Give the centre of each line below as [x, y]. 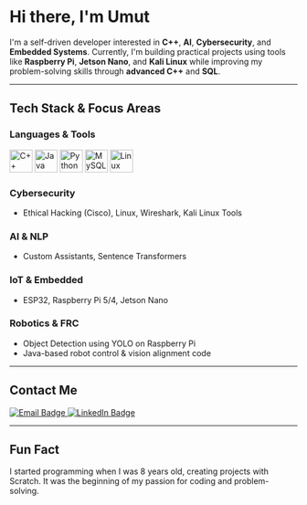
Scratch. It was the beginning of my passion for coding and [121, 481]
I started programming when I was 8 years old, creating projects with [139, 471]
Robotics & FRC [44, 323]
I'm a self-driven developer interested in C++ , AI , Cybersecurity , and [140, 42]
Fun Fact [34, 450]
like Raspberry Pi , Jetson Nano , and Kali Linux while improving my [136, 61]
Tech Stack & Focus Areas [85, 108]
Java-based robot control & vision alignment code [117, 352]
